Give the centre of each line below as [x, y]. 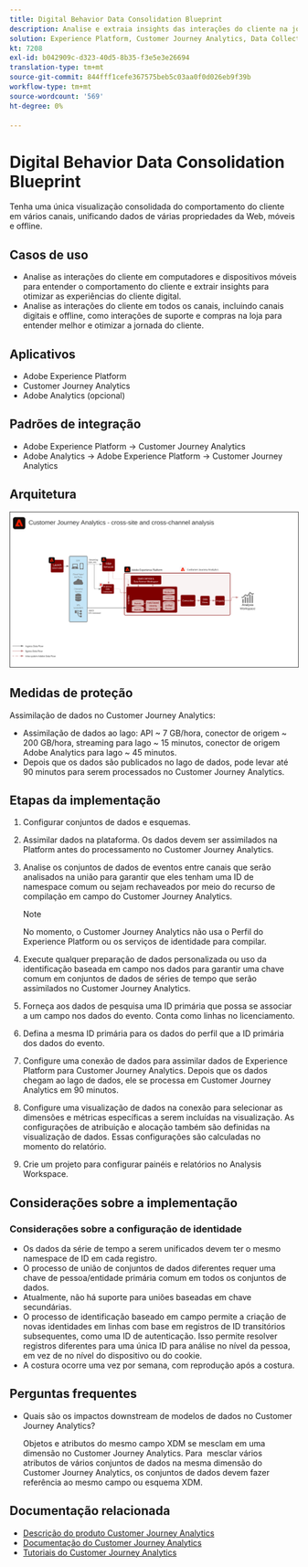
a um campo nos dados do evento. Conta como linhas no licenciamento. [159, 1016]
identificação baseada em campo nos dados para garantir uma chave [154, 969]
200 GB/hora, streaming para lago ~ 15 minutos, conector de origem [151, 742]
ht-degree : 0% [37, 106]
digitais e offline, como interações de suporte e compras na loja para [152, 316]
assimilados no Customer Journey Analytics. [106, 989]
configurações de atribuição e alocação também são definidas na [146, 1128]
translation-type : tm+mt [57, 68]
